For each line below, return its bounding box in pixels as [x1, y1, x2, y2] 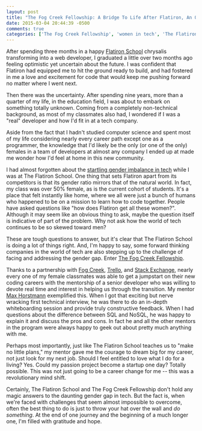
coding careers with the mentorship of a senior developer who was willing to [6, 279, 196, 286]
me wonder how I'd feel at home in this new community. [6, 154, 145, 162]
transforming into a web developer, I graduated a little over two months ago [6, 54, 193, 61]
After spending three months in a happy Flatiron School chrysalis [6, 48, 167, 55]
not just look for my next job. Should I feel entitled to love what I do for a [6, 355, 185, 362]
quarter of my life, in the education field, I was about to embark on [6, 98, 170, 105]
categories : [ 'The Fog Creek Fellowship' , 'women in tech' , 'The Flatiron [6, 31, 198, 37]
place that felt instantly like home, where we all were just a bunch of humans [6, 192, 196, 199]
